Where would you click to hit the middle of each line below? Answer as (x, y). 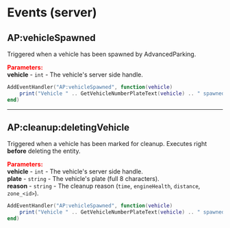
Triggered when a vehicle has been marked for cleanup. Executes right (107, 144)
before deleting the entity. (44, 151)
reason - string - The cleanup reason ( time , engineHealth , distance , (104, 186)
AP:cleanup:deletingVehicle (68, 128)
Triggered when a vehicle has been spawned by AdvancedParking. (102, 54)
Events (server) (52, 13)
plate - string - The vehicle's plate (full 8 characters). (83, 179)
